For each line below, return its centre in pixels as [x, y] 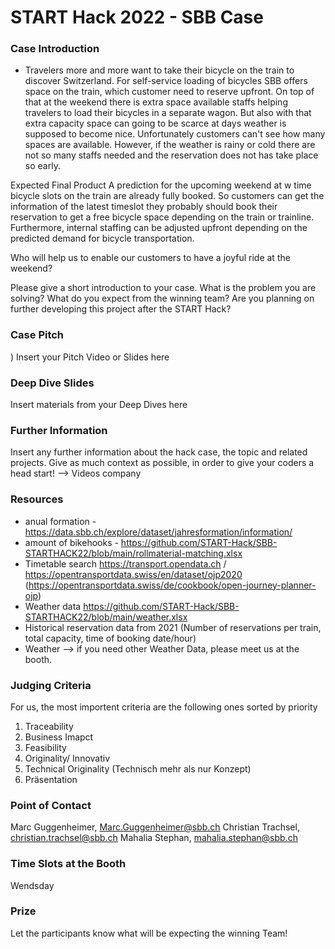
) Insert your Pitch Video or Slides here [90, 357]
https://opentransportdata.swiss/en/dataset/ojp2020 [133, 574]
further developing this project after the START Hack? [121, 309]
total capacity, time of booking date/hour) [110, 638]
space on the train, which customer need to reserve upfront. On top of [169, 92]
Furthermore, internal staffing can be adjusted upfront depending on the [159, 228]
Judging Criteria [51, 685]
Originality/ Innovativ [67, 758]
